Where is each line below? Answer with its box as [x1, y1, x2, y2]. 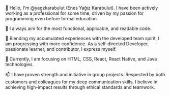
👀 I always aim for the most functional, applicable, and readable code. [5, 25, 152, 31]
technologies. [5, 61, 34, 67]
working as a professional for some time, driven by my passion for [5, 10, 144, 16]
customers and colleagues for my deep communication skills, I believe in [5, 79, 158, 85]
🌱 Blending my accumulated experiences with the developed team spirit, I [5, 36, 159, 41]
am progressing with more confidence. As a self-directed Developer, [5, 41, 149, 47]
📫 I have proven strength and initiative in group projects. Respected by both [5, 72, 165, 77]
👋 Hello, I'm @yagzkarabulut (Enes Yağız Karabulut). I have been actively [5, 5, 158, 11]
